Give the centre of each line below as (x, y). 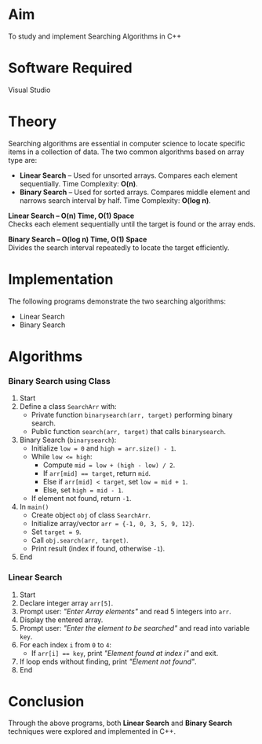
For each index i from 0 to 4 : (65, 645)
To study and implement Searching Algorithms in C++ (95, 36)
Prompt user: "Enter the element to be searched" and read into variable (135, 628)
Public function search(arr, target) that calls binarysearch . (128, 432)
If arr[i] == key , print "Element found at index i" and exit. (125, 653)
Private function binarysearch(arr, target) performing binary (132, 415)
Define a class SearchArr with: (68, 407)
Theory (33, 122)
